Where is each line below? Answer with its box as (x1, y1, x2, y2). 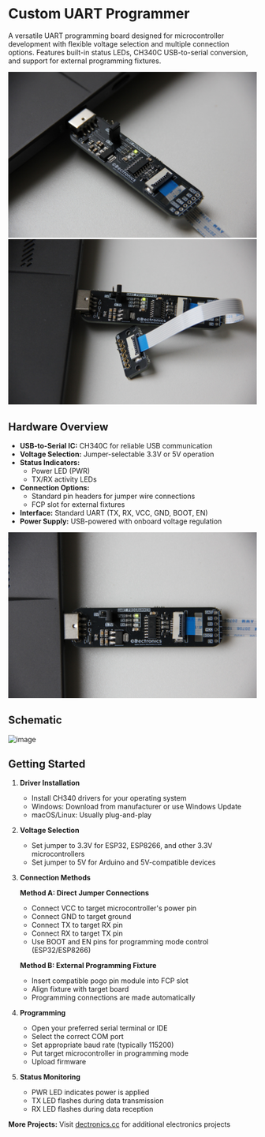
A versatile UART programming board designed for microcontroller (8, 31, 225, 40)
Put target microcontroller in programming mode (31, 1049, 189, 1058)
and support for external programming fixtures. (8, 56, 162, 66)
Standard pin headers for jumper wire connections (31, 491, 196, 501)
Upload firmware (31, 1057, 87, 1067)
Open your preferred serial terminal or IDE (31, 1023, 168, 1033)
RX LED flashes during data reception (31, 1105, 154, 1114)
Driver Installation (19, 779, 80, 788)
